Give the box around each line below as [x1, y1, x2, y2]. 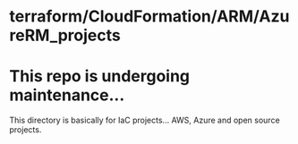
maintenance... [9, 85, 125, 106]
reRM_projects [9, 25, 121, 46]
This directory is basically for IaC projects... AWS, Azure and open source [9, 114, 280, 126]
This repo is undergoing [9, 66, 191, 87]
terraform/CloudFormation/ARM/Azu [9, 6, 290, 27]
